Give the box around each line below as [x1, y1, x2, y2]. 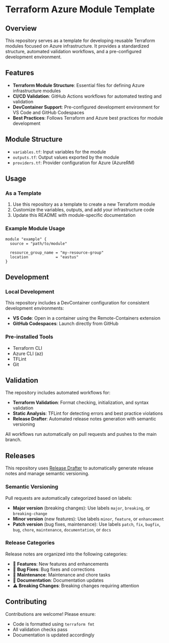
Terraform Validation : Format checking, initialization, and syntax [12, 400, 149, 406]
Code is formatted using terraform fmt [12, 620, 95, 627]
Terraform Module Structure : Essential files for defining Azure [12, 82, 144, 88]
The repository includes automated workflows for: [5, 390, 111, 396]
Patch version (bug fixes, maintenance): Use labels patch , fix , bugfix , [12, 521, 161, 527]
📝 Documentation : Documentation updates [12, 577, 104, 583]
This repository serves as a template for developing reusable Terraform [5, 37, 156, 43]
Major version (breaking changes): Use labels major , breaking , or [12, 505, 151, 511]
